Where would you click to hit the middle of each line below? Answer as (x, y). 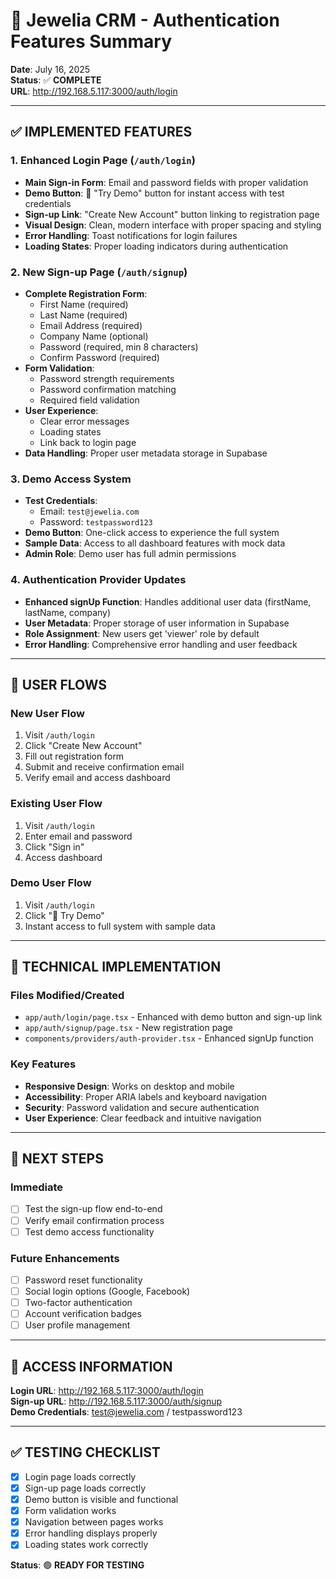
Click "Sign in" (54, 846)
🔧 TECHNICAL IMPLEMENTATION (116, 967)
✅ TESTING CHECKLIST (85, 1452)
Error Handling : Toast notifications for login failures (131, 235)
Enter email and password (78, 836)
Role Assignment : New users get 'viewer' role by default (142, 633)
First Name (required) (84, 304)
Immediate (37, 1187)
